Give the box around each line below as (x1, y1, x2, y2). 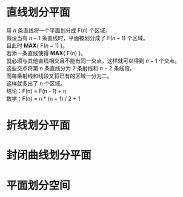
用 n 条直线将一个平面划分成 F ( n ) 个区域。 (6, 27, 111, 34)
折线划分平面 (6, 119, 71, 132)
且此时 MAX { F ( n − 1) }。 (6, 42, 68, 49)
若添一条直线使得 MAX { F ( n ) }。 (6, 49, 87, 56)
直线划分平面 (6, 5, 71, 19)
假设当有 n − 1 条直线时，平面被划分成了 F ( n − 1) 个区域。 (6, 34, 148, 41)
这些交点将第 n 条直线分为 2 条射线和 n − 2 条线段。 (6, 64, 135, 72)
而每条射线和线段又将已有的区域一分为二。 (6, 72, 113, 79)
